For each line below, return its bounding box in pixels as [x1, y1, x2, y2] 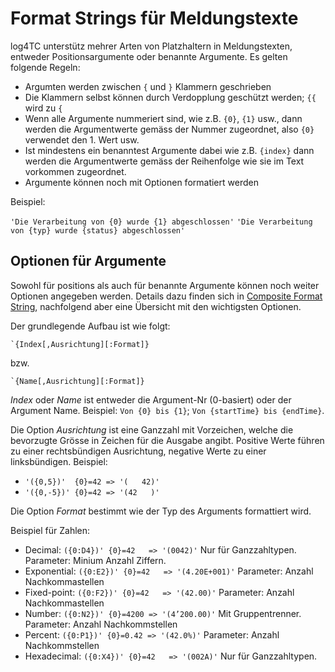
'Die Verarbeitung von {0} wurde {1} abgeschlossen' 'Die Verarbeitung [10, 217, 313, 227]
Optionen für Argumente [10, 253, 167, 270]
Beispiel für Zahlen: [10, 524, 91, 536]
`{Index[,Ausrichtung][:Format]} [10, 339, 150, 349]
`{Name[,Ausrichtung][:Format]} [10, 376, 145, 386]
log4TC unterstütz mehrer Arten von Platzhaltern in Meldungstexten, [10, 40, 293, 52]
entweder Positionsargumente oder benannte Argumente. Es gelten [10, 50, 288, 62]
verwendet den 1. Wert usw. [24, 133, 140, 146]
